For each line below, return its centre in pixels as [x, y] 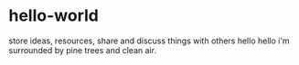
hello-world [54, 16]
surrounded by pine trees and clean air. [83, 50]
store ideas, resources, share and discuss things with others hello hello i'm [149, 41]
